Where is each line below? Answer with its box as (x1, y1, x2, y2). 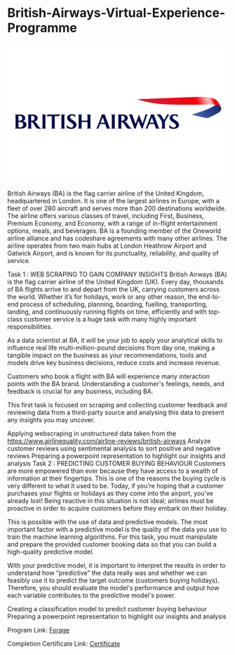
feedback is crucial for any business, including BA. (7, 387, 154, 395)
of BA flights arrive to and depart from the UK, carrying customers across (7, 285, 220, 293)
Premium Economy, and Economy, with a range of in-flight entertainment (7, 219, 217, 227)
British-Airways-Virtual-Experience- (7, 5, 226, 21)
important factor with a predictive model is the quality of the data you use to (7, 525, 227, 533)
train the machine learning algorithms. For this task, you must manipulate (7, 533, 218, 541)
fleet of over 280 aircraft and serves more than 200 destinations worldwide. (7, 204, 227, 212)
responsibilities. (7, 322, 53, 331)
